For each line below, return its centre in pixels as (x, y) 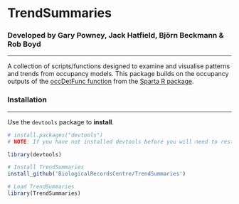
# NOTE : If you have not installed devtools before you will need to (113, 141)
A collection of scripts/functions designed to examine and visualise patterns (119, 66)
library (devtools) (34, 154)
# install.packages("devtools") (55, 135)
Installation (27, 100)
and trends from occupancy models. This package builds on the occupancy (118, 74)
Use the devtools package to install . (60, 122)
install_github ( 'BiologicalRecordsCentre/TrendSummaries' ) (97, 174)
